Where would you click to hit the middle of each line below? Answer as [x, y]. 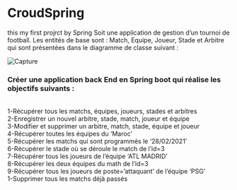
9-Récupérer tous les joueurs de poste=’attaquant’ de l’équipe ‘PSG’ [106, 172]
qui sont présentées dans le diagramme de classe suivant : [93, 47]
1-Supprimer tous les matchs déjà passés [68, 179]
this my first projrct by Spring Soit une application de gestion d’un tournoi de [118, 32]
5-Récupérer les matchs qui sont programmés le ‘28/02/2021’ [97, 141]
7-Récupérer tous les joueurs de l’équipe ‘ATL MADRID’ [87, 156]
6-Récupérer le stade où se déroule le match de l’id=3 [86, 149]
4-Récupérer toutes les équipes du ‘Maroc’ [70, 134]
